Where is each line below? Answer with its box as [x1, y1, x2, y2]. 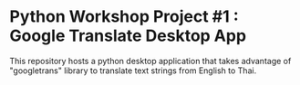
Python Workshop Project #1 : [9, 6, 239, 27]
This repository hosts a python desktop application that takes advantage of [9, 55, 292, 66]
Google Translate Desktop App [9, 25, 247, 46]
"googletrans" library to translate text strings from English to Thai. [9, 65, 257, 76]
